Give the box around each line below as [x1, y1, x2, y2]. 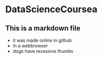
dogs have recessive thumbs [12, 48, 73, 54]
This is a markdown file [5, 24, 81, 33]
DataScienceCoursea [5, 4, 98, 15]
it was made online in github [12, 37, 72, 43]
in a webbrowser [12, 43, 48, 49]
